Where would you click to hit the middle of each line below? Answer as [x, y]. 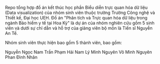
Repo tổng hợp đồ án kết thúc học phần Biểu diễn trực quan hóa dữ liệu [76, 8]
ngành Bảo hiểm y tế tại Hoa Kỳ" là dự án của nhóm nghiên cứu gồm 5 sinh [80, 23]
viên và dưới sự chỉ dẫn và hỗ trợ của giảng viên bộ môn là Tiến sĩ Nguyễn [79, 28]
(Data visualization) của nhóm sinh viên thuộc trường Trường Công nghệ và [80, 13]
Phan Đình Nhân [21, 57]
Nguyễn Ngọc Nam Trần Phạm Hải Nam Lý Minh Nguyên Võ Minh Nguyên [79, 52]
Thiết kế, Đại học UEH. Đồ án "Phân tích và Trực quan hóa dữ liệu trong [76, 18]
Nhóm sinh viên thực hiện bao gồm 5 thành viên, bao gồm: [64, 43]
